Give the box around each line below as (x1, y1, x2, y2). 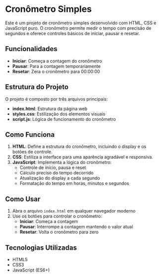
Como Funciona (5, 130, 55, 139)
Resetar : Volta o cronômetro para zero (19, 229, 99, 235)
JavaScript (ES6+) (12, 267, 50, 273)
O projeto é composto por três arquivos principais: (5, 96, 108, 102)
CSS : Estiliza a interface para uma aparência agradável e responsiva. (12, 154, 154, 160)
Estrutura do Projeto (5, 83, 69, 91)
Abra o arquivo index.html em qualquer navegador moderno (12, 208, 136, 214)
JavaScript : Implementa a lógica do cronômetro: (12, 160, 112, 166)
